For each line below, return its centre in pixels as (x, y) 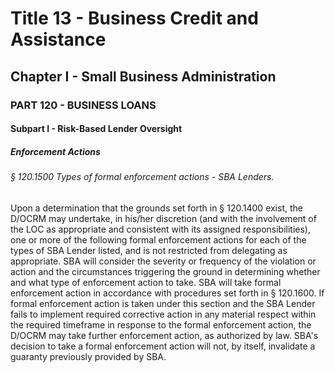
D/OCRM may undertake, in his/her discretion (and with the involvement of (163, 218)
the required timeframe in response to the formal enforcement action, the (161, 324)
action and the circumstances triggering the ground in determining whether (165, 271)
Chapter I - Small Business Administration (143, 76)
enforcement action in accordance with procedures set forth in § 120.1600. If (167, 293)
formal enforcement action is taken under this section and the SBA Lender (163, 303)
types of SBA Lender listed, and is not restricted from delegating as (149, 250)
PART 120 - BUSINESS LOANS (83, 105)
